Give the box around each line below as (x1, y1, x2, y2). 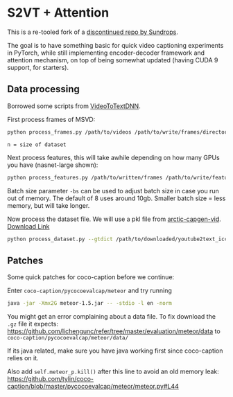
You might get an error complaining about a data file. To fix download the (7, 312, 216, 321)
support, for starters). (7, 63, 69, 71)
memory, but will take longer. (7, 201, 90, 209)
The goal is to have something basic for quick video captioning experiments (7, 41, 224, 49)
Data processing (7, 83, 80, 95)
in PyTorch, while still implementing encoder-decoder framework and (7, 48, 205, 57)
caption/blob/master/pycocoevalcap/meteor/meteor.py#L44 (7, 382, 179, 391)
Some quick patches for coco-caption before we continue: (7, 273, 175, 281)
